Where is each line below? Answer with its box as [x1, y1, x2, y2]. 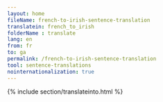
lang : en [7, 36, 33, 43]
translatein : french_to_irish [7, 23, 95, 30]
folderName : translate [7, 29, 76, 37]
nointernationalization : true [7, 68, 95, 75]
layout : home [7, 10, 45, 17]
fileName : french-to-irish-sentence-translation [7, 17, 151, 24]
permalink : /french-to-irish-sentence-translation [7, 56, 157, 62]
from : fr [7, 42, 33, 49]
